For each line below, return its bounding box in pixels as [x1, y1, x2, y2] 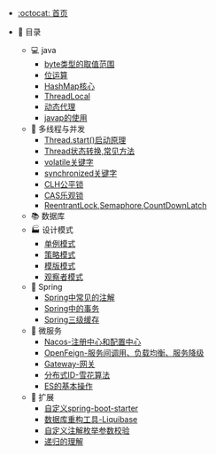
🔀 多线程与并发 [30, 123, 86, 134]
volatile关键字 [43, 157, 95, 167]
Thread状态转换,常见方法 [43, 145, 135, 156]
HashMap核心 [43, 81, 96, 91]
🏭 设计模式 [30, 224, 73, 235]
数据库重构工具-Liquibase [43, 414, 138, 424]
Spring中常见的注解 [43, 292, 115, 302]
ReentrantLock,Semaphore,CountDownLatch [43, 200, 207, 210]
